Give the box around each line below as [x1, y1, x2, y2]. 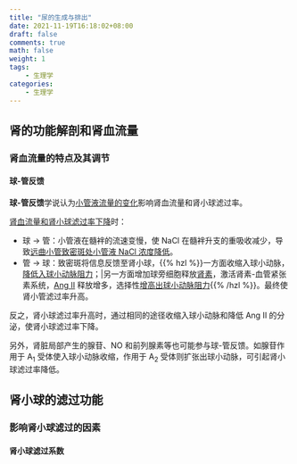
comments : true [9, 37, 66, 47]
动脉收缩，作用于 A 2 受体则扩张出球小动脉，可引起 [84, 352, 270, 364]
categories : [9, 79, 54, 88]
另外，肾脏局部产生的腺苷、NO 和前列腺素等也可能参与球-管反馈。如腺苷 [9, 340, 277, 351]
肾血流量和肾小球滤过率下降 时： [9, 216, 127, 228]
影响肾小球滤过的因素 [9, 421, 101, 434]
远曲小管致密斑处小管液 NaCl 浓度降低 [29, 246, 170, 257]
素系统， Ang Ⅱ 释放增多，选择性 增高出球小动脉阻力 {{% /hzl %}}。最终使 [21, 280, 288, 291]
